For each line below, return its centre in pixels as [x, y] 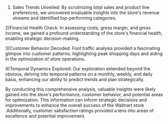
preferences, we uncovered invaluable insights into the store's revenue [86, 13]
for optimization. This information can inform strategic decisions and [76, 100]
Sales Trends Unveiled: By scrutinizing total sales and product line [81, 7]
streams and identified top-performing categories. [64, 18]
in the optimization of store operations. [45, 59]
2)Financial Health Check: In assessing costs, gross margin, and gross [78, 28]
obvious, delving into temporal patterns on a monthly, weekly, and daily [79, 74]
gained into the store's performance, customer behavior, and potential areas [84, 95]
